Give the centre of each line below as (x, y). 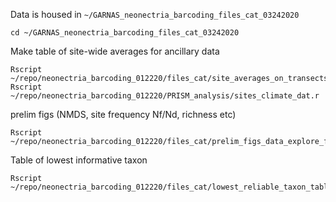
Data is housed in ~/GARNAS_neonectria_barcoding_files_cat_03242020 (155, 14)
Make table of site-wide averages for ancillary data (115, 51)
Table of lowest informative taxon (79, 160)
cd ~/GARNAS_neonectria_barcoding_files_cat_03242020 (125, 33)
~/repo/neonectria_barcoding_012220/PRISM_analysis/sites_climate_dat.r (165, 96)
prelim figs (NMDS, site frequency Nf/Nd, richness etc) (123, 114)
